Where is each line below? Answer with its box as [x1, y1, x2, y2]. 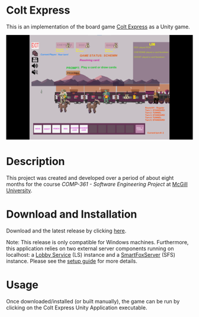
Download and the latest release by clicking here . [6, 227, 127, 234]
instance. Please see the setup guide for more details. [6, 257, 138, 264]
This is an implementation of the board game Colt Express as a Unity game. [6, 23, 191, 30]
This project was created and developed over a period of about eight [6, 174, 174, 181]
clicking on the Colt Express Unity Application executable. [6, 304, 147, 311]
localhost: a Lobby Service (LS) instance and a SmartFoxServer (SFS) [6, 251, 176, 258]
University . [6, 187, 33, 194]
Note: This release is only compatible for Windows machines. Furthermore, [6, 238, 189, 245]
